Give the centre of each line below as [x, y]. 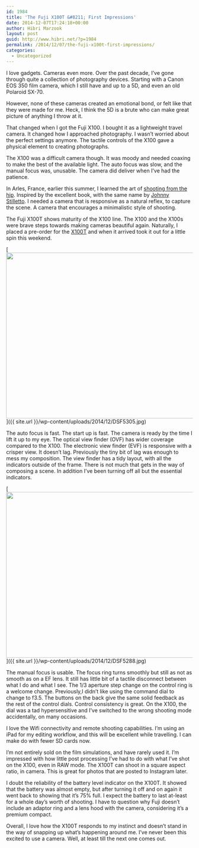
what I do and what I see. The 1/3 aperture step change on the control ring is [99, 685]
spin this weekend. [29, 238]
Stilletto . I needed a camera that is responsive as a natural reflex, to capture [98, 201]
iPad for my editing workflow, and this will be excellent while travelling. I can [99, 734]
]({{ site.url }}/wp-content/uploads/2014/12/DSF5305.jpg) [76, 421]
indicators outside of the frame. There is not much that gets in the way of [95, 464]
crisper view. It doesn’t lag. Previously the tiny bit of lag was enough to [92, 452]
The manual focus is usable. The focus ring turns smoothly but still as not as [99, 672]
